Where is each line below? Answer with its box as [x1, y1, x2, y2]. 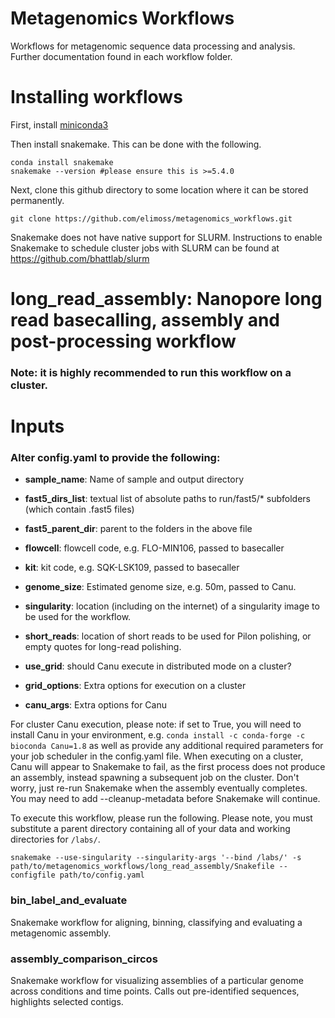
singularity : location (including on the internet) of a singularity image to [24, 600, 320, 612]
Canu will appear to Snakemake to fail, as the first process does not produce [10, 761, 326, 773]
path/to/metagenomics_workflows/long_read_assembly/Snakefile [10, 862, 275, 872]
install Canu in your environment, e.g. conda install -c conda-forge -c [10, 729, 306, 741]
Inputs [10, 415, 65, 438]
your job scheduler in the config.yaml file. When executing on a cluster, [10, 750, 304, 762]
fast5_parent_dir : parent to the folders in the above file [24, 523, 253, 535]
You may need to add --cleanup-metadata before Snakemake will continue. [10, 793, 321, 805]
